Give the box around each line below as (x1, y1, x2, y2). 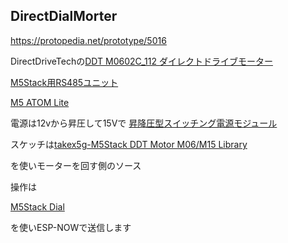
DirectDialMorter (10, 8, 118, 25)
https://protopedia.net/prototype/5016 (10, 34, 167, 46)
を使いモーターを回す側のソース (10, 159, 142, 171)
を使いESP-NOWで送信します (10, 221, 132, 233)
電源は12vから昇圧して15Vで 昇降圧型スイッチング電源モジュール (10, 117, 278, 129)
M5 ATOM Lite (10, 96, 70, 108)
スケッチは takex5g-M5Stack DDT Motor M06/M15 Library (10, 138, 248, 150)
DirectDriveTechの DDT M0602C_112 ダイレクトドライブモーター (10, 55, 273, 67)
